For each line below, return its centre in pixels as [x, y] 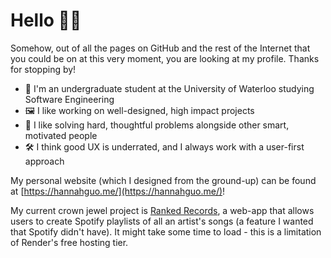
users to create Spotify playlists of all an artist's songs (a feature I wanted [162, 221]
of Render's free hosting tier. [69, 242]
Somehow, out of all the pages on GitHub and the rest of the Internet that [160, 48]
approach [44, 161]
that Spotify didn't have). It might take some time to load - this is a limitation [166, 231]
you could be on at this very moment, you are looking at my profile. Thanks [165, 58]
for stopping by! [43, 69]
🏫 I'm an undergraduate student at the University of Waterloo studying [169, 88]
